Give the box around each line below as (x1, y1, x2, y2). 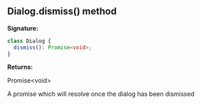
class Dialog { (7, 38, 52, 45)
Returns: (7, 63, 33, 72)
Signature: (7, 24, 38, 32)
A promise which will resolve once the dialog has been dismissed (7, 90, 195, 98)
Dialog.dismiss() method (7, 6, 117, 17)
